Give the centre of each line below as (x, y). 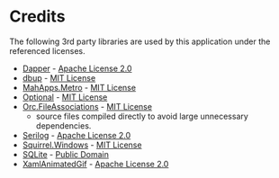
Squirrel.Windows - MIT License (82, 145)
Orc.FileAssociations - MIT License (87, 106)
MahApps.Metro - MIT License (79, 87)
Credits (37, 17)
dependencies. (63, 125)
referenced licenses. (47, 50)
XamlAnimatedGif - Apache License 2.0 (95, 164)
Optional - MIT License (65, 97)
